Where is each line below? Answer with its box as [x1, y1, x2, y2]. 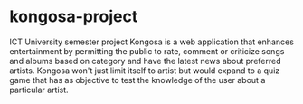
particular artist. [9, 84, 70, 95]
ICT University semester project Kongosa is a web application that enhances [9, 36, 294, 47]
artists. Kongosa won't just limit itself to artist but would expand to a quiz [9, 65, 280, 76]
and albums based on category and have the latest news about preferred [9, 55, 281, 66]
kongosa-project [9, 6, 138, 27]
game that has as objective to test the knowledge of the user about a [9, 74, 266, 85]
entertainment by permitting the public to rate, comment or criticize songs [9, 45, 285, 56]
